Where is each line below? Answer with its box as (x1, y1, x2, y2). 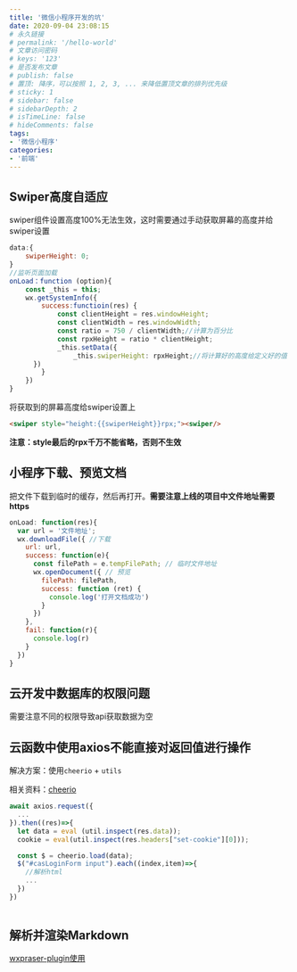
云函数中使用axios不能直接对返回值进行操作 (9, 739, 252, 754)
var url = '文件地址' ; (17, 526, 96, 535)
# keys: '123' (9, 54, 62, 63)
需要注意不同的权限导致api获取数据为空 (9, 711, 153, 722)
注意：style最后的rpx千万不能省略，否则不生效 (9, 436, 182, 447)
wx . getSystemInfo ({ (25, 293, 98, 302)
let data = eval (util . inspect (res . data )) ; (17, 827, 181, 836)
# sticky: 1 (9, 87, 54, 96)
